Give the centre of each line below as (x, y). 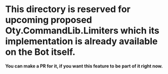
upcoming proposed (49, 20)
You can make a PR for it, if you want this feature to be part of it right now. (84, 66)
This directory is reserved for (68, 9)
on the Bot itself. (40, 52)
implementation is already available (81, 42)
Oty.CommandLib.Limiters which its (82, 31)
